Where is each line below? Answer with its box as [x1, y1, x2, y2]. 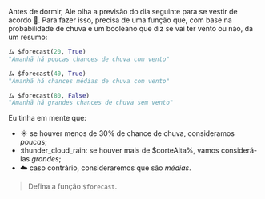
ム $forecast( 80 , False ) [8, 91, 90, 99]
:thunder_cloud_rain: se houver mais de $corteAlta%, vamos [19, 145, 219, 155]
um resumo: [8, 32, 48, 42]
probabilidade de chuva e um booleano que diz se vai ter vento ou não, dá [8, 24, 254, 33]
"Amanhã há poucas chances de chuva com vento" [8, 55, 171, 63]
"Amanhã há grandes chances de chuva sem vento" [8, 99, 174, 107]
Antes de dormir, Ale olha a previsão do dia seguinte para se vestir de [8, 7, 238, 16]
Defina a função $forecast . [27, 181, 118, 191]
